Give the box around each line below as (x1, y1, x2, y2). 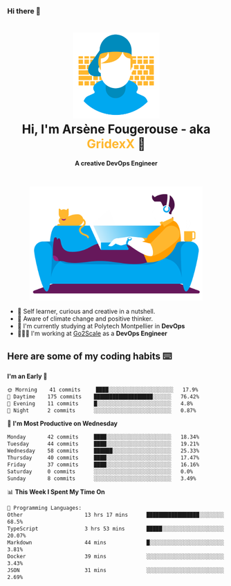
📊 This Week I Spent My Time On (7, 488, 105, 496)
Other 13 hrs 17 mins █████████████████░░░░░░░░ (7, 512, 225, 519)
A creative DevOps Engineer (75, 159, 158, 167)
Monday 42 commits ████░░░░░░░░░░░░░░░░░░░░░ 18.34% (7, 434, 199, 441)
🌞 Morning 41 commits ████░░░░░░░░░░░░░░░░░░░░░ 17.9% (7, 387, 198, 393)
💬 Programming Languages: (7, 505, 82, 512)
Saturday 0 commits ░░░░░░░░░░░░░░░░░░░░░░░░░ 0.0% (7, 468, 194, 475)
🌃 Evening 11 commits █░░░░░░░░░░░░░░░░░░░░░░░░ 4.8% (7, 400, 194, 407)
